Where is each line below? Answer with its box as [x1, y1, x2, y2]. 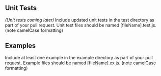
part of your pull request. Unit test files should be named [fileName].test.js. [5, 22, 157, 28]
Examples [5, 42, 36, 50]
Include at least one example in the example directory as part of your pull [5, 54, 153, 60]
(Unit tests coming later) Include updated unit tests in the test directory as [5, 17, 155, 23]
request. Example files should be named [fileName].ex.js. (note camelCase [5, 60, 156, 66]
